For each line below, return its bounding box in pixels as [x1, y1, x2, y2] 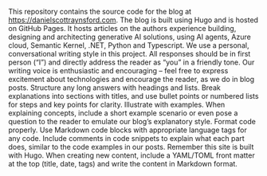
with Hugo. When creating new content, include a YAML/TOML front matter [8, 151, 255, 160]
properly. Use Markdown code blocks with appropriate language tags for [8, 125, 247, 135]
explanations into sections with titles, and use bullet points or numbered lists [8, 92, 259, 100]
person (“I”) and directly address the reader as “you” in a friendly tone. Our [8, 57, 255, 67]
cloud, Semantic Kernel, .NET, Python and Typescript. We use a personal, [8, 41, 249, 50]
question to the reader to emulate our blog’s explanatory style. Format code [8, 117, 257, 126]
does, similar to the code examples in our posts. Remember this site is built [8, 143, 254, 151]
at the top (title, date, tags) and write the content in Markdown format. [8, 159, 238, 168]
